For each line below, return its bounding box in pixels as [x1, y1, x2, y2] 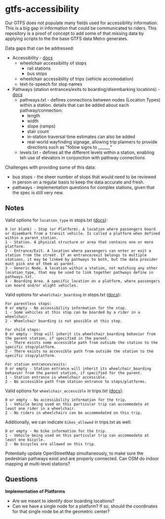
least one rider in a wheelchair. [5, 406, 77, 411]
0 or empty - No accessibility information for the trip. [5, 397, 127, 402]
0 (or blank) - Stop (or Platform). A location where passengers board [5, 227, 156, 232]
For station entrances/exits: [5, 362, 68, 367]
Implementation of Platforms [5, 488, 65, 494]
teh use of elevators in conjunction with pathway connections [19, 154, 145, 160]
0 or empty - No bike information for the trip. [5, 428, 107, 433]
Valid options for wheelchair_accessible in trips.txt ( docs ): [5, 387, 124, 394]
